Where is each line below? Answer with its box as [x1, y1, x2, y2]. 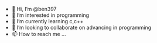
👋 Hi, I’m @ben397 [11, 6, 57, 12]
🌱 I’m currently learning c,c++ [11, 18, 84, 24]
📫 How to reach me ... [11, 31, 66, 37]
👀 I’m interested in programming [11, 12, 90, 19]
